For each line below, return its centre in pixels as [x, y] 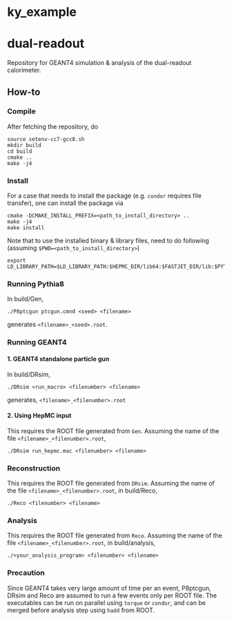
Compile [21, 111]
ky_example [42, 12]
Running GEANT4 [37, 343]
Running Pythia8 [36, 284]
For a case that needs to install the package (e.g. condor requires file [104, 196]
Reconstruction [34, 468]
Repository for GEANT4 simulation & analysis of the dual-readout [99, 63]
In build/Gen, [26, 299]
